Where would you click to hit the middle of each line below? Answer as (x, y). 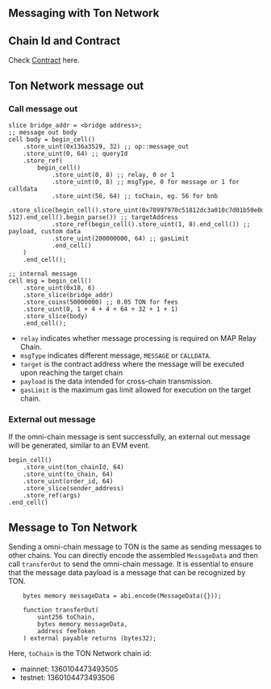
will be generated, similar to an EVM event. (79, 445)
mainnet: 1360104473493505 (69, 669)
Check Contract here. (44, 61)
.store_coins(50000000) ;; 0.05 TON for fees (101, 302)
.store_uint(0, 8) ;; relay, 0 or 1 (113, 174)
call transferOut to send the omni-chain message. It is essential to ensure (131, 564)
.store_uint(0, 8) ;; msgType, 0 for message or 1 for (146, 182)
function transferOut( (61, 610)
